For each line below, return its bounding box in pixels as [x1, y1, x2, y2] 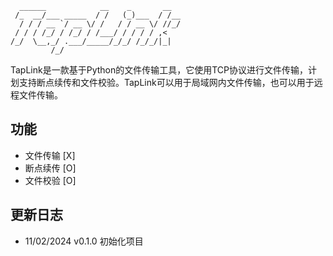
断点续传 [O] [24, 162, 77, 174]
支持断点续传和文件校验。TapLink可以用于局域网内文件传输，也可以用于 [18, 77, 315, 88]
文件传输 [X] [24, 149, 76, 161]
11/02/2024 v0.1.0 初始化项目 [24, 235, 144, 247]
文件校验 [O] [24, 174, 77, 186]
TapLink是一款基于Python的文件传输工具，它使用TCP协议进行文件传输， [10, 64, 309, 76]
